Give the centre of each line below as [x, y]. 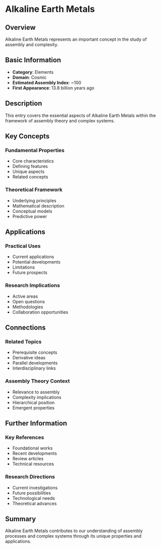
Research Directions [30, 477]
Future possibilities [31, 493]
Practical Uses [23, 246]
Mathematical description [38, 206]
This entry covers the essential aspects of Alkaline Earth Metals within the [80, 115]
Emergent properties [33, 408]
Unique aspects [28, 171]
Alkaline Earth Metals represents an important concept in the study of [76, 39]
